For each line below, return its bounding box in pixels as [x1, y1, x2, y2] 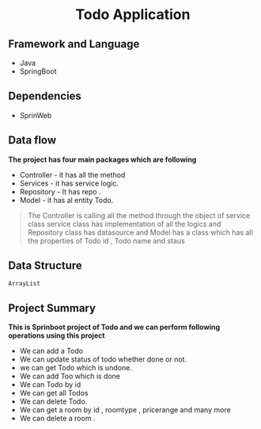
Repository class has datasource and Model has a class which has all [27, 228, 253, 237]
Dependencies [8, 90, 81, 103]
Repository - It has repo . [19, 186, 101, 196]
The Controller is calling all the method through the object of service [27, 210, 251, 220]
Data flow [8, 133, 57, 147]
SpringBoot [19, 67, 57, 76]
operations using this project [8, 331, 105, 340]
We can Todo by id [19, 380, 81, 389]
